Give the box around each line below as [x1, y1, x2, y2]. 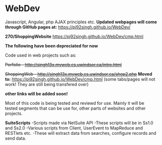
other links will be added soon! [5, 91, 68, 97]
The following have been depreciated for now [5, 43, 98, 48]
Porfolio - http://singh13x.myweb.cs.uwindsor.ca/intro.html [5, 62, 122, 67]
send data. [5, 135, 27, 141]
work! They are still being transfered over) [5, 81, 89, 87]
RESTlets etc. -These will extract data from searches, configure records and [5, 130, 156, 136]
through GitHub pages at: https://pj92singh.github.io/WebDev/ [5, 24, 131, 30]
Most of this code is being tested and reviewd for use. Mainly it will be [5, 100, 145, 106]
